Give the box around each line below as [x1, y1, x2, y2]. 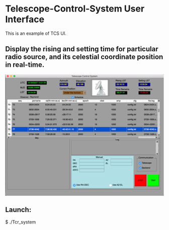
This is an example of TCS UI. [5, 30, 66, 36]
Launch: [5, 205, 32, 214]
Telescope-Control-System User [5, 3, 145, 15]
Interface [5, 14, 44, 25]
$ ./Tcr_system [5, 219, 36, 225]
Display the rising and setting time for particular [5, 45, 158, 53]
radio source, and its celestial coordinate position [5, 53, 163, 61]
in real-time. [5, 61, 45, 69]
